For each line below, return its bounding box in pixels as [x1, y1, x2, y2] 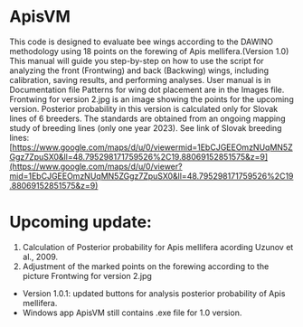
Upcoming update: [9, 212, 152, 232]
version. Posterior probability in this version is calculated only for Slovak [9, 103, 279, 114]
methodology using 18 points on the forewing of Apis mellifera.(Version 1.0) [9, 45, 289, 56]
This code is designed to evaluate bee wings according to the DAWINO [9, 36, 274, 47]
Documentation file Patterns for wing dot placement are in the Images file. [9, 84, 285, 95]
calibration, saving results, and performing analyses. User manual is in [9, 74, 271, 85]
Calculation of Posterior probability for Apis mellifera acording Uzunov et [22, 241, 294, 252]
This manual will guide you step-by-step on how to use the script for [9, 55, 264, 66]
